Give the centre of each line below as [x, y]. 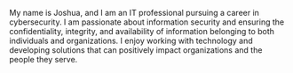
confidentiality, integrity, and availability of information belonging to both [142, 31]
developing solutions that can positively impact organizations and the [136, 50]
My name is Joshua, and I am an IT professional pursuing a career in [135, 13]
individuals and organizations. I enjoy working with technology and [131, 40]
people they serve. [44, 59]
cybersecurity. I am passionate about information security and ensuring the [147, 22]
